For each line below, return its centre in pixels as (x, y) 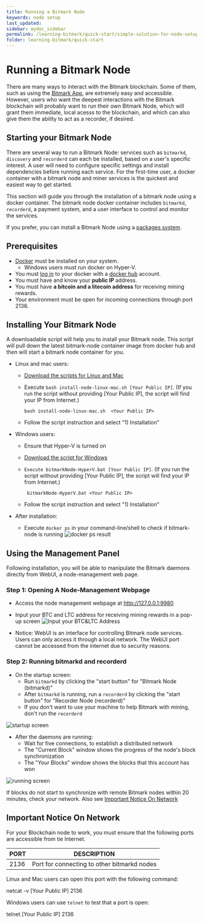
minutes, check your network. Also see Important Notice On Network (92, 798)
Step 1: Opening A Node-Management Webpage (78, 590)
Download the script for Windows (66, 458)
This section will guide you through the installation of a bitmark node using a (101, 196)
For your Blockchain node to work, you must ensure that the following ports (100, 832)
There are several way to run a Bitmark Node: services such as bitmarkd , (97, 152)
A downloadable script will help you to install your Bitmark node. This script (100, 339)
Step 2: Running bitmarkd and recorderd (66, 662)
